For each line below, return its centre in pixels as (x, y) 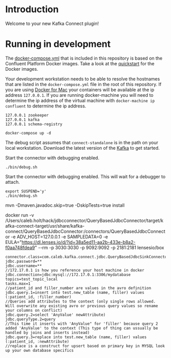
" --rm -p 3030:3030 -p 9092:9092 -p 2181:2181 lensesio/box (99, 247)
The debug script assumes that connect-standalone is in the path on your (82, 142)
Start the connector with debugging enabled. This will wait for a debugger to (85, 176)
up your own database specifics (39, 350)
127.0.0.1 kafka (22, 120)
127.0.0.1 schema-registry (34, 124)
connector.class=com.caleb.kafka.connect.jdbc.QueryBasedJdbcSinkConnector (87, 257)
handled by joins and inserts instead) (48, 333)
